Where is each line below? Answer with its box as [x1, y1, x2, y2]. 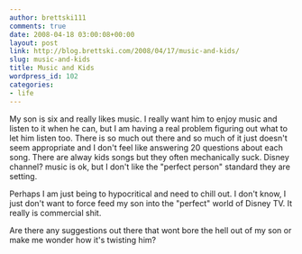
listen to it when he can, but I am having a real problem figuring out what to [9, 122, 288, 133]
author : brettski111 [9, 13, 87, 23]
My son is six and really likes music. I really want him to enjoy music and [9, 113, 278, 124]
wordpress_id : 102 [9, 72, 78, 81]
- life [9, 88, 34, 97]
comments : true [9, 22, 67, 31]
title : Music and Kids [9, 64, 95, 73]
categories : [9, 80, 54, 89]
